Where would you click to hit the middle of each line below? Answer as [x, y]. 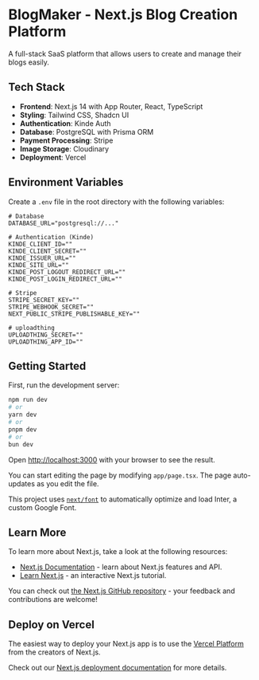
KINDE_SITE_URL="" [39, 265]
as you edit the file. [68, 483]
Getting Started [47, 366]
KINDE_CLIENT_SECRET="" [48, 251]
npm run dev [28, 400]
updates [22, 483]
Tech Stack [37, 87]
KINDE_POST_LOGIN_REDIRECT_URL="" [66, 279]
